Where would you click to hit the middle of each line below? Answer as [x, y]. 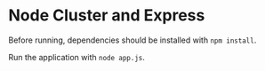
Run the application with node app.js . [77, 57]
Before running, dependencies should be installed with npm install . [132, 40]
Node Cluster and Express [107, 16]
